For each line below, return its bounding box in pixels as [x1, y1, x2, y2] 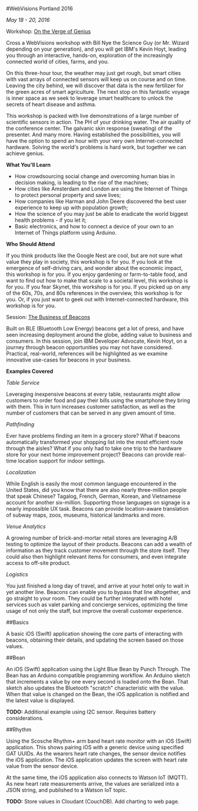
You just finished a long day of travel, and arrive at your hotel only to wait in [6, 582, 190, 589]
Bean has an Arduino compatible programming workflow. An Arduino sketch [6, 672, 190, 679]
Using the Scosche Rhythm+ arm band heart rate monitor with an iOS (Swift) [6, 737, 192, 744]
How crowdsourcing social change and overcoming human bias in [14, 173, 175, 179]
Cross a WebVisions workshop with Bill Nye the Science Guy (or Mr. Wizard [6, 40, 190, 46]
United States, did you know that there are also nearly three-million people [6, 487, 187, 493]
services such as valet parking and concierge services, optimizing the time [6, 601, 188, 608]
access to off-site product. [6, 560, 71, 566]
